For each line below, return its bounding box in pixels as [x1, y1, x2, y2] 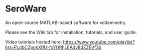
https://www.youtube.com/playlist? [63, 38, 135, 45]
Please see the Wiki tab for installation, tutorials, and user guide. [5, 29, 137, 35]
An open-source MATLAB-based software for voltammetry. [5, 19, 127, 25]
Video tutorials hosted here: [5, 38, 62, 45]
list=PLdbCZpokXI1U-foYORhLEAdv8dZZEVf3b [5, 44, 102, 50]
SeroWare [5, 3, 47, 14]
